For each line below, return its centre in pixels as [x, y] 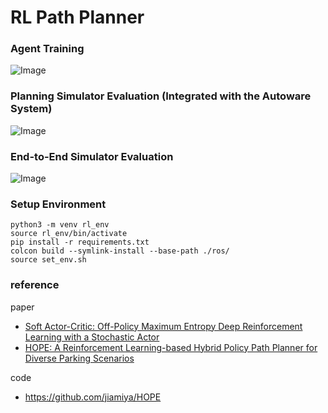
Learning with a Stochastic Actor [92, 337]
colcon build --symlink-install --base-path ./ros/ [120, 251]
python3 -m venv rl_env [60, 225]
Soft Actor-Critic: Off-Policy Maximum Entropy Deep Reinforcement [163, 326]
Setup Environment [58, 204]
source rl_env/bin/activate [69, 234]
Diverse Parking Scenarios [79, 358]
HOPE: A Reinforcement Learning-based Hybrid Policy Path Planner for [171, 347]
